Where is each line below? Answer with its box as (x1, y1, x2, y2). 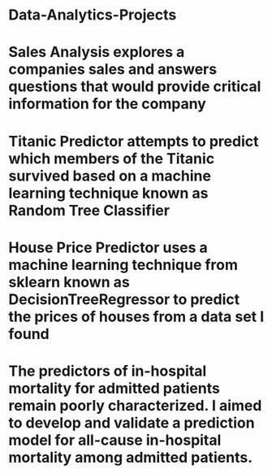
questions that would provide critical (8, 77, 261, 96)
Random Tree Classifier (8, 201, 171, 220)
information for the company (8, 95, 207, 113)
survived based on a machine (8, 167, 211, 185)
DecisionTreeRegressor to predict (8, 290, 240, 308)
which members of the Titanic (8, 149, 215, 167)
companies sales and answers (8, 60, 218, 79)
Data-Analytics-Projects (8, 6, 177, 24)
